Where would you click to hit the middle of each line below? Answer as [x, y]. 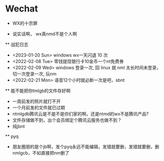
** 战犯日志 [17, 44]
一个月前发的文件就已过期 [39, 107]
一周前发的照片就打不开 [36, 101]
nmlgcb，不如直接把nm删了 [41, 152]
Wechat [22, 9]
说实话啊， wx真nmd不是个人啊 [45, 33]
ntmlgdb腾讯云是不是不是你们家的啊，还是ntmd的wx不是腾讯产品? [80, 113]
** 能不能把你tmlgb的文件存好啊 [38, 90]
